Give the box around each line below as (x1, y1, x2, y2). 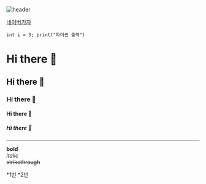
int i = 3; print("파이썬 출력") (6, 32, 86, 38)
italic (6, 152, 19, 159)
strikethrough (6, 158, 40, 166)
